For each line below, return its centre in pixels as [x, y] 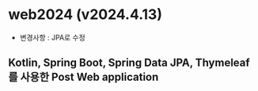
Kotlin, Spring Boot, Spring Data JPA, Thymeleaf [129, 63]
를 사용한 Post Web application [83, 77]
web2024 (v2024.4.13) [85, 15]
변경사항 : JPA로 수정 [52, 37]
